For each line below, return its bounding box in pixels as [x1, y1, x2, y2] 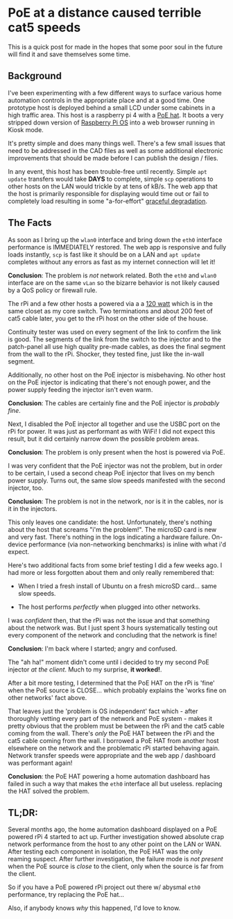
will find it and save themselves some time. [8, 50, 131, 58]
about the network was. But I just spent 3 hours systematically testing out [8, 624, 218, 632]
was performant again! [8, 758, 73, 767]
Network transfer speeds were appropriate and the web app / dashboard [8, 751, 216, 759]
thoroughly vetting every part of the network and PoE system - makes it [8, 714, 213, 722]
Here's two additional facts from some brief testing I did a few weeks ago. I [8, 561, 223, 569]
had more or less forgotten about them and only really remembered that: [8, 568, 214, 576]
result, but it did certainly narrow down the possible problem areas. [8, 434, 200, 443]
